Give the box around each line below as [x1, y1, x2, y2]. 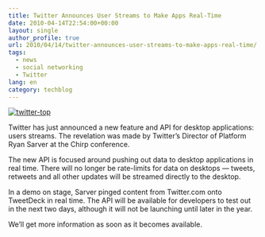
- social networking [15, 64, 83, 72]
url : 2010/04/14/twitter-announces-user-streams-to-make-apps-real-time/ [8, 41, 258, 49]
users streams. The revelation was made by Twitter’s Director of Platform [8, 131, 247, 141]
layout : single [8, 26, 59, 34]
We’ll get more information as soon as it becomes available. [8, 220, 203, 229]
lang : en [8, 78, 37, 86]
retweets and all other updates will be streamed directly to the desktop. [8, 172, 241, 181]
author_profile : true [8, 33, 80, 42]
